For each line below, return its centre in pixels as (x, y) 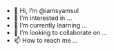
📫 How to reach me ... (46, 40)
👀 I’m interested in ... (43, 18)
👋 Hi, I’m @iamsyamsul (46, 11)
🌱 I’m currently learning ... (50, 25)
